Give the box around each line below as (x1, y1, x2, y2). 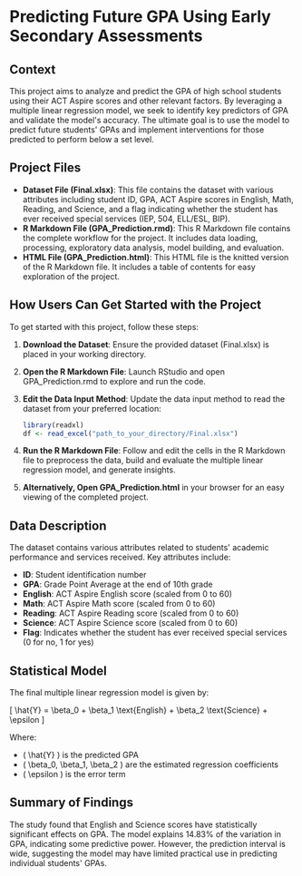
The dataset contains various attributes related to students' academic (9, 542, 269, 553)
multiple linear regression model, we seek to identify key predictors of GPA (9, 105, 288, 115)
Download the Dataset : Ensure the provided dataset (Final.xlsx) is (22, 338, 269, 350)
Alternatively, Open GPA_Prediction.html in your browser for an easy (22, 482, 285, 493)
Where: (9, 732, 37, 743)
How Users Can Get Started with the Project (9, 297, 262, 313)
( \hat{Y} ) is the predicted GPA (22, 750, 139, 760)
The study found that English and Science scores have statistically (9, 819, 258, 830)
